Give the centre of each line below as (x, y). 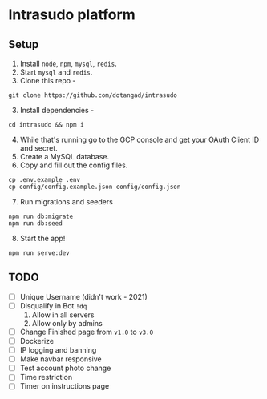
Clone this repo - (48, 81)
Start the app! (42, 238)
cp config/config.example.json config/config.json (95, 187)
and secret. (38, 148)
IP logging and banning (58, 350)
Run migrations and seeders (67, 202)
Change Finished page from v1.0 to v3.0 (87, 332)
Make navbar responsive (61, 359)
